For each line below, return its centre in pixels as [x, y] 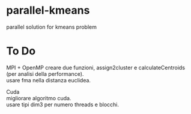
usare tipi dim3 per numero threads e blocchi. [62, 104]
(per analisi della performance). [45, 74]
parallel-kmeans [48, 10]
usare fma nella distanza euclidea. [49, 80]
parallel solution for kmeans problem [52, 27]
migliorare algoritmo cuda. [39, 98]
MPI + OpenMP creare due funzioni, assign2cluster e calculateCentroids [95, 67]
